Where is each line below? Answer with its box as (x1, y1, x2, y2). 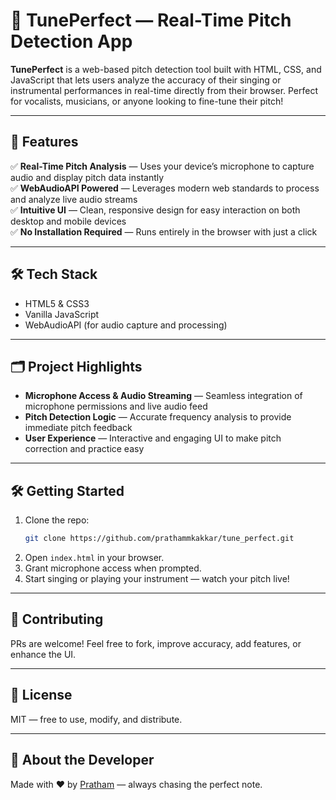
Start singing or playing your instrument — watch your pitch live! (24, 573, 290, 585)
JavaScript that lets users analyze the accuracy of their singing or (10, 74, 282, 86)
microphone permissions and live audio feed (24, 400, 208, 413)
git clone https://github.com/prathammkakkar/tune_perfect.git (24, 534, 295, 544)
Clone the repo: (24, 514, 90, 526)
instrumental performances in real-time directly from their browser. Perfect (10, 84, 319, 96)
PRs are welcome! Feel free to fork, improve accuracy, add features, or (10, 637, 302, 649)
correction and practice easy (24, 443, 145, 455)
